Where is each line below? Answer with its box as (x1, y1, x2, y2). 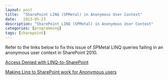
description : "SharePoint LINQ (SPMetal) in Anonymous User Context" (5, 21, 154, 26)
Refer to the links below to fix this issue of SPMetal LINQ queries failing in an (5, 44, 163, 50)
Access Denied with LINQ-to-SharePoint (5, 59, 89, 65)
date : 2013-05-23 (5, 16, 46, 21)
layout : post (5, 7, 33, 12)
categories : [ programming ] (5, 26, 62, 31)
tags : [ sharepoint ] (5, 30, 46, 35)
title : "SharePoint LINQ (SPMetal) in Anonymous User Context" (5, 12, 142, 17)
